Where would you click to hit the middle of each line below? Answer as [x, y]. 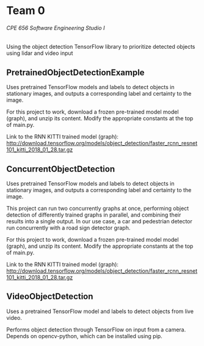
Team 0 [26, 11]
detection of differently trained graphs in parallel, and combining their [94, 215]
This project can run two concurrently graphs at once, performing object [98, 209]
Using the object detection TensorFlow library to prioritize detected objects [101, 47]
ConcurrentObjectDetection [61, 169]
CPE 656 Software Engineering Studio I [56, 27]
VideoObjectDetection [50, 297]
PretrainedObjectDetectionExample [75, 72]
